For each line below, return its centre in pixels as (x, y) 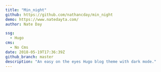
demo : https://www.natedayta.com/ (42, 19)
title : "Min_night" (26, 10)
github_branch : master (29, 57)
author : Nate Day (24, 24)
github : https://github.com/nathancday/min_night (59, 15)
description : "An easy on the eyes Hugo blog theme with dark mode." (81, 61)
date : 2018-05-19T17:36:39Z (35, 52)
